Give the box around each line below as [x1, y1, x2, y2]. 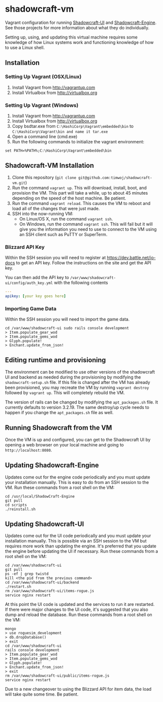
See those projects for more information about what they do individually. [5, 24, 149, 30]
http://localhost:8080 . [5, 447, 52, 453]
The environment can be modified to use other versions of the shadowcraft [5, 369, 155, 375]
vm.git [12, 181, 26, 185]
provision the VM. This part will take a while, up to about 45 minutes [12, 190, 148, 196]
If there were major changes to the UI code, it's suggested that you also [5, 606, 148, 613]
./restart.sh [5, 584, 32, 589]
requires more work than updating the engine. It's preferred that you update [5, 543, 157, 549]
